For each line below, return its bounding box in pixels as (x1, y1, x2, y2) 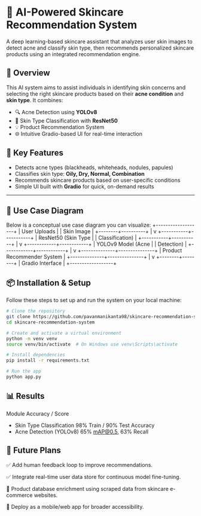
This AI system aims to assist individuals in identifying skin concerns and (6, 84, 186, 91)
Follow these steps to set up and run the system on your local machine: (6, 297, 182, 304)
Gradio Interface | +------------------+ (22, 259, 117, 267)
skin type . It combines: (6, 96, 63, 103)
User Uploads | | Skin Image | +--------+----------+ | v (22, 228, 157, 235)
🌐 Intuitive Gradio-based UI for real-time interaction (14, 130, 142, 137)
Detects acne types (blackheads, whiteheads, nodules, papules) (14, 164, 173, 171)
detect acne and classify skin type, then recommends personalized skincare (6, 44, 194, 51)
